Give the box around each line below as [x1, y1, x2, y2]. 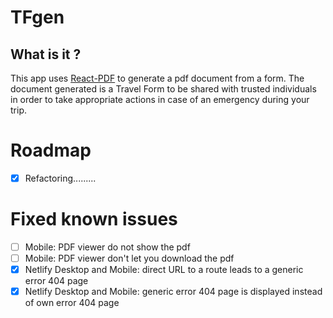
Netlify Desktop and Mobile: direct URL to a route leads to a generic [24, 264, 304, 276]
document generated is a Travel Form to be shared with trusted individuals [10, 83, 317, 95]
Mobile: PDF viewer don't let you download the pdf [24, 252, 235, 264]
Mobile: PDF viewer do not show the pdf [24, 241, 191, 253]
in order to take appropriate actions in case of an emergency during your [10, 94, 310, 105]
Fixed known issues [10, 208, 178, 231]
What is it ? [10, 46, 82, 63]
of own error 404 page [24, 297, 120, 309]
